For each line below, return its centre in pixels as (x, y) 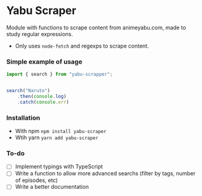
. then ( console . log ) (42, 96)
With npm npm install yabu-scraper (61, 131)
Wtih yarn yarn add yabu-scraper (57, 137)
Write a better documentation (52, 187)
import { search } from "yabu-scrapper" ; (60, 74)
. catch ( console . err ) (43, 102)
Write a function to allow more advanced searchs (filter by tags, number (105, 173)
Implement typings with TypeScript (59, 167)
